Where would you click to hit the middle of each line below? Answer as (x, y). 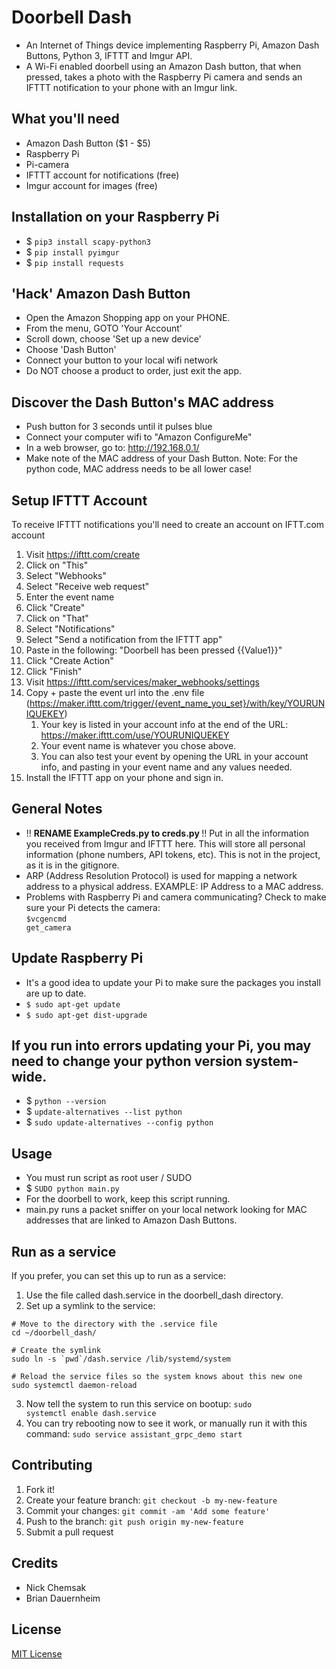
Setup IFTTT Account (79, 500)
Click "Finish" (54, 671)
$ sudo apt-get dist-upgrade (86, 1015)
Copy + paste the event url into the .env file (115, 692)
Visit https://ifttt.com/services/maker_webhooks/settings (142, 682)
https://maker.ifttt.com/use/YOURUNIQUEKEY (135, 735)
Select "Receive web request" (87, 586)
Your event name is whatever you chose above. (138, 745)
